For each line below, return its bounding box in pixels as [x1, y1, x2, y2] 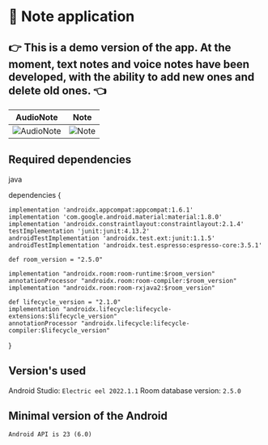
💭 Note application [8, 7, 135, 26]
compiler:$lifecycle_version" [8, 326, 111, 335]
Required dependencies [8, 153, 132, 167]
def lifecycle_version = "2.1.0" [8, 297, 121, 306]
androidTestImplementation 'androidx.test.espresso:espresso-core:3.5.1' [8, 241, 263, 250]
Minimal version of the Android [8, 409, 168, 423]
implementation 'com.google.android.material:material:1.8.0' [8, 212, 223, 221]
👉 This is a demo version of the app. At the [8, 41, 232, 54]
